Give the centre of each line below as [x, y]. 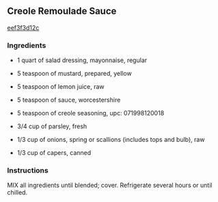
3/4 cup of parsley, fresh [52, 126]
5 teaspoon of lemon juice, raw [60, 87]
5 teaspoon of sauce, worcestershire [69, 100]
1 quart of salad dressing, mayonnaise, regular [82, 60]
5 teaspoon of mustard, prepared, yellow [74, 74]
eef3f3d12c [23, 27]
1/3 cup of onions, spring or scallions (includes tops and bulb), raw [111, 140]
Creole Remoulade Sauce [62, 11]
